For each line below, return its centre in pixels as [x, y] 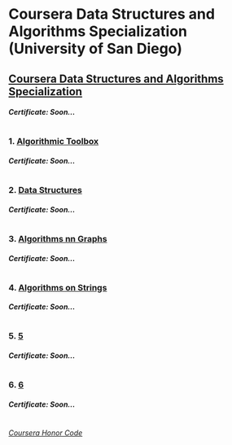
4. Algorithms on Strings [58, 287]
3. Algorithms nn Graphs [58, 238]
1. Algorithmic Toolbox [54, 142]
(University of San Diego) [96, 49]
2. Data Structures [46, 190]
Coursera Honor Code [46, 433]
